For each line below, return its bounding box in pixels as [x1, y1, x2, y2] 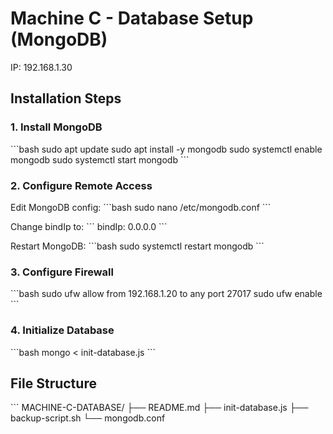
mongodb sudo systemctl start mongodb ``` [10, 153, 190, 166]
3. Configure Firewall [10, 265, 114, 279]
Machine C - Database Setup [10, 7, 254, 30]
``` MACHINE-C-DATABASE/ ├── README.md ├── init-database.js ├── [10, 402, 309, 414]
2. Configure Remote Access [10, 178, 153, 192]
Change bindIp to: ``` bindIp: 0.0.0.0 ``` [10, 220, 168, 232]
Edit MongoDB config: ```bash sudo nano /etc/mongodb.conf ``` [10, 201, 272, 213]
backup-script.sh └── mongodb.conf [10, 412, 166, 424]
